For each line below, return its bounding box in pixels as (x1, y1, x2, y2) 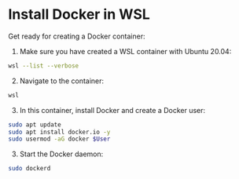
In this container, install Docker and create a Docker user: (19, 105, 206, 115)
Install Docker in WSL (8, 5, 151, 24)
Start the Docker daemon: (19, 149, 104, 159)
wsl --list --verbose (8, 61, 79, 70)
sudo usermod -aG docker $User (8, 135, 111, 143)
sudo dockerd (8, 165, 51, 173)
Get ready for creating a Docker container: (8, 31, 145, 41)
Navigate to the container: (19, 76, 105, 86)
